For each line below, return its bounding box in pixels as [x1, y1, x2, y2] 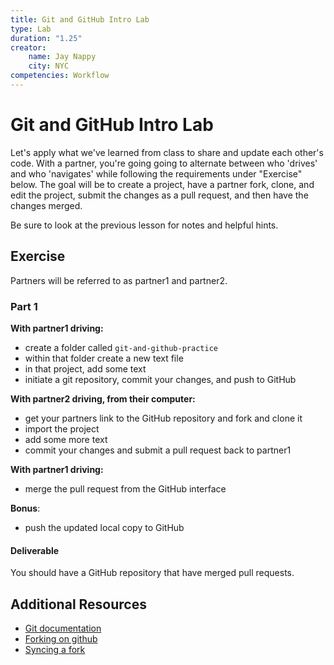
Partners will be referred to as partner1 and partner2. [10, 274, 228, 286]
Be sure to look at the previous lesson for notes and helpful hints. [10, 219, 279, 231]
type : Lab [10, 24, 52, 34]
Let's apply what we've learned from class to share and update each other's [10, 146, 324, 158]
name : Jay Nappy [28, 52, 97, 62]
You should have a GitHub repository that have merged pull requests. [10, 567, 295, 579]
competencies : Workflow [10, 71, 110, 81]
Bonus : [10, 502, 41, 514]
